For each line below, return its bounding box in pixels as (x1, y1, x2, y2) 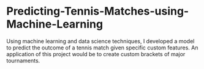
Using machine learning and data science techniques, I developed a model (6, 37, 195, 45)
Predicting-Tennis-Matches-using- (6, 4, 189, 18)
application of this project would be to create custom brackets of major (6, 50, 186, 57)
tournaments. (6, 57, 40, 64)
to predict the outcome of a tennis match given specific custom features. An (6, 44, 198, 51)
